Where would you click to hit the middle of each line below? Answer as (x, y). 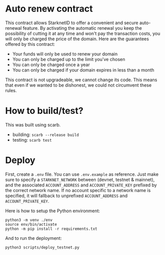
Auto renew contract (49, 9)
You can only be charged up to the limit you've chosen (69, 59)
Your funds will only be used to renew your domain (65, 54)
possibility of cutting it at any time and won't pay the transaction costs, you (83, 33)
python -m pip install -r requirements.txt (51, 229)
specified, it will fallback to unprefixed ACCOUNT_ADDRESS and (66, 196)
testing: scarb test (32, 140)
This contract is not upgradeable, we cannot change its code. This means (81, 80)
